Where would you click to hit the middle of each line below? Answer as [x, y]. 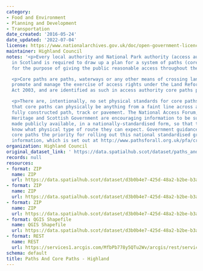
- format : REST [25, 237]
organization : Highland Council [47, 146]
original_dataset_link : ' [39, 152]
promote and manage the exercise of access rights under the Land [97, 85]
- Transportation [28, 29]
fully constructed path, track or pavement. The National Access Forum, [105, 113]
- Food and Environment [36, 18]
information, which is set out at [55, 141]
